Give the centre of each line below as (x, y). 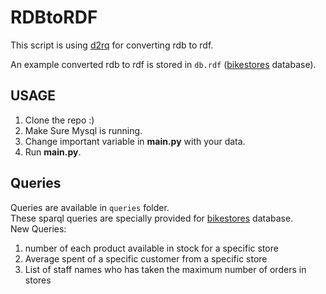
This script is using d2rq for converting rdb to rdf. (112, 45)
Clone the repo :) (59, 120)
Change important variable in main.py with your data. (135, 141)
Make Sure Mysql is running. (83, 130)
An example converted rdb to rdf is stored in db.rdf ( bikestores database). (163, 64)
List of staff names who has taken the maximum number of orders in (165, 269)
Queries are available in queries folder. (90, 207)
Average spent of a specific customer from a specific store (146, 258)
